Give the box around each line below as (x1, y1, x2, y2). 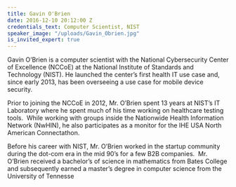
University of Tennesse (7, 172, 74, 181)
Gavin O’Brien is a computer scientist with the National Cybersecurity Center (7, 55, 230, 64)
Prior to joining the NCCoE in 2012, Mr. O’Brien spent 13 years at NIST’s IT (7, 99, 221, 107)
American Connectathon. (7, 129, 80, 137)
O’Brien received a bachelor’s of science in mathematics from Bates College (7, 157, 228, 165)
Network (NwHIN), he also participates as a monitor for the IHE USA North (7, 121, 222, 130)
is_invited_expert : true (7, 36, 80, 43)
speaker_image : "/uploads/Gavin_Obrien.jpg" (7, 29, 140, 37)
